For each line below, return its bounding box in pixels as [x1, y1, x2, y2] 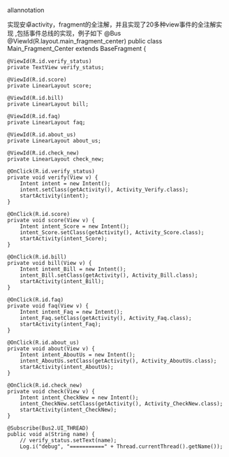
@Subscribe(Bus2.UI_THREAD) [7, 425, 89, 432]
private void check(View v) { [7, 388, 96, 395]
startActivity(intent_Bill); [20, 278, 105, 285]
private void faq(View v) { [7, 303, 89, 310]
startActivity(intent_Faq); [20, 321, 101, 328]
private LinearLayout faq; [7, 119, 86, 126]
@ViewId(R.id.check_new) [7, 150, 80, 157]
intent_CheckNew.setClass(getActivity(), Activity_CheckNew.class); [20, 400, 223, 407]
